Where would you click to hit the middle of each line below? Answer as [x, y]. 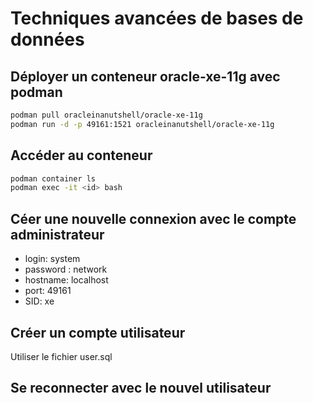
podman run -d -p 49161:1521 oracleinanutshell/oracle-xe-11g [142, 124]
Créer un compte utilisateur [98, 332]
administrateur [57, 234]
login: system [52, 259]
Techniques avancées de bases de [157, 18]
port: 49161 [48, 291]
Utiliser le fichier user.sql [61, 356]
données [47, 39]
